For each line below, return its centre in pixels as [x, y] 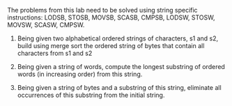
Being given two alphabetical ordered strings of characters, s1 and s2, [118, 38]
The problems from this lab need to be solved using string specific [102, 10]
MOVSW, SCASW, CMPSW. [46, 25]
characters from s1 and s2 [55, 53]
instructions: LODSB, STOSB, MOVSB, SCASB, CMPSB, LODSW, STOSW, [111, 17]
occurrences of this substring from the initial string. [91, 95]
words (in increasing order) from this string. [80, 74]
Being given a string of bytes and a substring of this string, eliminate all [119, 88]
